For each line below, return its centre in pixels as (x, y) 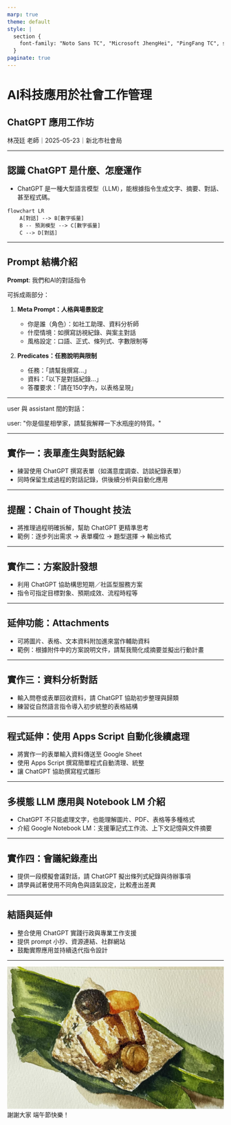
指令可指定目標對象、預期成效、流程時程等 (77, 593)
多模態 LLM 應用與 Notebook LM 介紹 (86, 801)
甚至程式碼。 (35, 197)
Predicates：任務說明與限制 (57, 356)
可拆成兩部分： (28, 294)
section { (27, 36)
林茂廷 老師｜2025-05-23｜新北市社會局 (65, 140)
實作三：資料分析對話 (52, 680)
